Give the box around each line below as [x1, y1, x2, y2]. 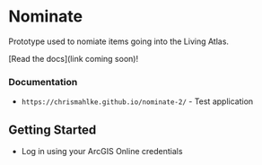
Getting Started [8, 122, 97, 137]
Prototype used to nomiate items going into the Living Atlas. [8, 36, 230, 47]
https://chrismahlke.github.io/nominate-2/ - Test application [21, 96, 254, 107]
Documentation [8, 75, 78, 88]
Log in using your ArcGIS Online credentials [21, 146, 183, 157]
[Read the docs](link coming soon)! [8, 53, 139, 64]
